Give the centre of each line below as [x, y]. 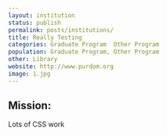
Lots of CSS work [36, 124]
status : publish [34, 23]
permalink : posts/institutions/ [61, 30]
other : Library [33, 60]
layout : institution [42, 15]
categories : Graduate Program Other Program [83, 45]
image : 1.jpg [29, 74]
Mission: [30, 106]
